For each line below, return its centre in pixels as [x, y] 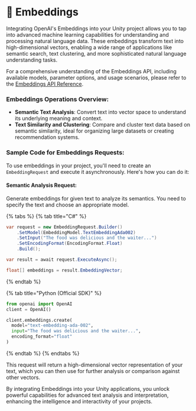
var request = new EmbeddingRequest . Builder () [64, 227]
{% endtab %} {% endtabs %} [43, 353]
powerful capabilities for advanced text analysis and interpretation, [88, 395]
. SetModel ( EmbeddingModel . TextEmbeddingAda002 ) [76, 232]
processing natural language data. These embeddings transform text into [95, 41]
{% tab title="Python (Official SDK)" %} [54, 293]
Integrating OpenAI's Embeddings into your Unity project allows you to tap [97, 28]
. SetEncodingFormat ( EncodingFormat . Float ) [70, 244]
